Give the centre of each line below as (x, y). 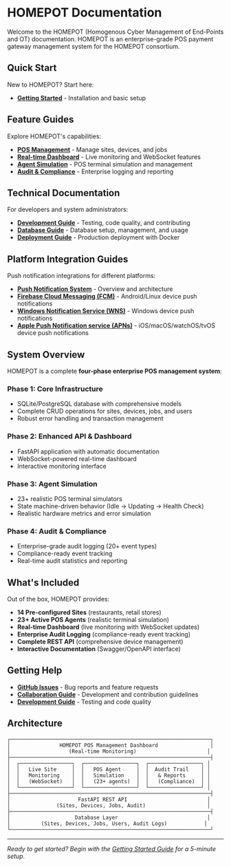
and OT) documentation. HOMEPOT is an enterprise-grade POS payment (110, 39)
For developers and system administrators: (68, 210)
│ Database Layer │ (109, 817)
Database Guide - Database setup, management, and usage (103, 230)
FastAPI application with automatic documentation (88, 451)
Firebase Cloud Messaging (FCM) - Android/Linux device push (107, 297)
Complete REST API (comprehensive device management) (100, 642)
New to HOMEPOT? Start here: (51, 85)
